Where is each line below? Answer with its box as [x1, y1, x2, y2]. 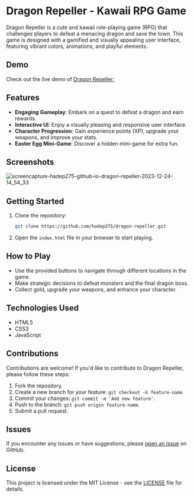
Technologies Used [6, 303, 79, 313]
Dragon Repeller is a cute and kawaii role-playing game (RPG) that [6, 24, 167, 31]
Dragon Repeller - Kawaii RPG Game [6, 4, 186, 18]
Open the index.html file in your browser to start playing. [14, 234, 154, 241]
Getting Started [6, 196, 64, 206]
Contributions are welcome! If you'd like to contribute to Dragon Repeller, [6, 364, 185, 371]
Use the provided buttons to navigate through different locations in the [14, 267, 186, 274]
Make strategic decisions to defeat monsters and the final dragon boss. [14, 280, 189, 287]
